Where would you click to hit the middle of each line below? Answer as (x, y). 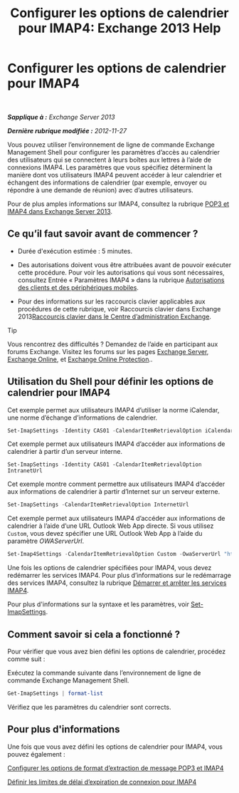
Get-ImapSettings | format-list (55, 693)
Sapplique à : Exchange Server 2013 (61, 117)
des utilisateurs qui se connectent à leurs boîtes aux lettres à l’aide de (110, 160)
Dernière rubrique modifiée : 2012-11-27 (67, 130)
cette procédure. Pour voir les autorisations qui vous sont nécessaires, (121, 272)
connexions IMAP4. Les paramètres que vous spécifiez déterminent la (110, 167)
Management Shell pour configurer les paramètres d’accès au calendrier (114, 152)
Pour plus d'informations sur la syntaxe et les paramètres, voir (99, 604)
